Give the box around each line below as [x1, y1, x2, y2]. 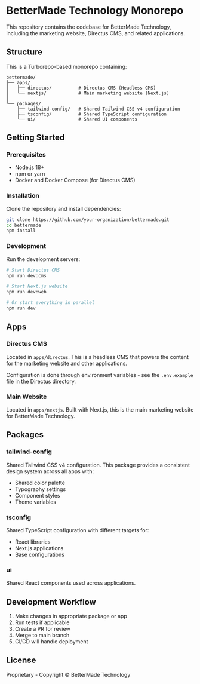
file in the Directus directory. [6, 378, 76, 385]
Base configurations [14, 551, 64, 558]
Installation [6, 192, 40, 200]
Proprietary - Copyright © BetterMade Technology [6, 671, 131, 678]
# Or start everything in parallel [6, 300, 95, 306]
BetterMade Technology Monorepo [6, 4, 184, 17]
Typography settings [14, 485, 66, 493]
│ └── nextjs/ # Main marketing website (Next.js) [6, 90, 170, 96]
